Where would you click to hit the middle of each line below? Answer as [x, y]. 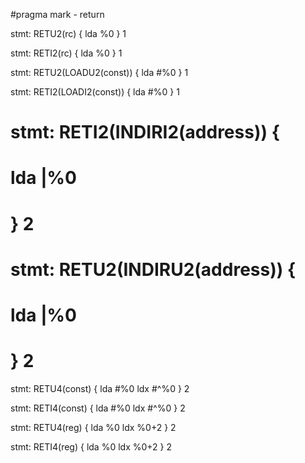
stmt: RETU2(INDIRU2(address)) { [153, 269]
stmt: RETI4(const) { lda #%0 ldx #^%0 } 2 [98, 408]
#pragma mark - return [57, 14]
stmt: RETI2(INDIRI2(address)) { [145, 132]
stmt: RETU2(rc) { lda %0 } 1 [68, 33]
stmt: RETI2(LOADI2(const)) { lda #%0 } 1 [95, 92]
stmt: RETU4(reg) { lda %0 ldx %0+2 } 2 [93, 427]
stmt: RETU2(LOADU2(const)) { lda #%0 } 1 [99, 72]
